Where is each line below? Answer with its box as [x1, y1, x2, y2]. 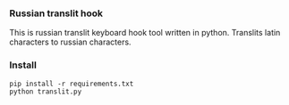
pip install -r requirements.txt [9, 79, 134, 88]
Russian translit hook [9, 7, 103, 20]
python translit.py [9, 87, 82, 96]
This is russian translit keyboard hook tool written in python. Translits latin [9, 28, 281, 38]
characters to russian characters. [9, 36, 132, 47]
